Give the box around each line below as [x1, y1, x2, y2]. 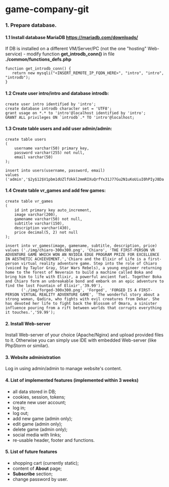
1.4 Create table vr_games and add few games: [5, 187, 106, 193]
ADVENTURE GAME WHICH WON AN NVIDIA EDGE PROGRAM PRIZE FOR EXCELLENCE [5, 252, 159, 257]
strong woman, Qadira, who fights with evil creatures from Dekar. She [5, 296, 159, 302]
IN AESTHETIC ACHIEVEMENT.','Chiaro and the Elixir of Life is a [5, 256, 146, 262]
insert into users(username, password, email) [5, 168, 105, 173]
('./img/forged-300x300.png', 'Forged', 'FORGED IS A [21, 287, 137, 293]
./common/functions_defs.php [5, 56, 72, 62]
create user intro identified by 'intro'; [5, 102, 96, 107]
